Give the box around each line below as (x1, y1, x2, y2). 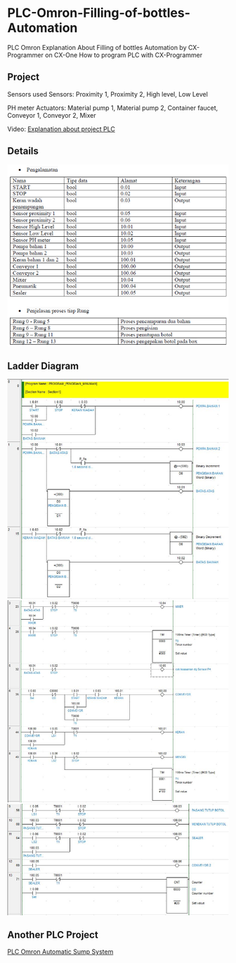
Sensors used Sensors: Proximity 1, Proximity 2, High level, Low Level (7, 90, 209, 98)
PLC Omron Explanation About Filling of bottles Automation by (7, 43, 188, 51)
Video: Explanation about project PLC (7, 125, 116, 133)
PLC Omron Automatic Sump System (7, 947, 114, 956)
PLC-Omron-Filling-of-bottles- (7, 5, 191, 21)
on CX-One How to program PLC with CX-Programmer (44, 51, 202, 59)
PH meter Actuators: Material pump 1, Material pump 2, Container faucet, (7, 104, 218, 112)
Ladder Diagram (7, 360, 79, 372)
